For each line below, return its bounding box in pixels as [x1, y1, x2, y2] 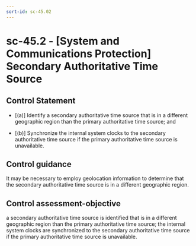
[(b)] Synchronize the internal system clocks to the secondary [14, 129, 166, 137]
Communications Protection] [6, 47, 152, 60]
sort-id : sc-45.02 [6, 8, 52, 15]
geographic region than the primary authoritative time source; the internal [6, 220, 185, 228]
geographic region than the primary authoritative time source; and [14, 118, 176, 125]
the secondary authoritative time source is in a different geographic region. [6, 181, 189, 188]
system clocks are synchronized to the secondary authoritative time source [6, 227, 190, 234]
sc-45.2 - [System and [6, 34, 120, 48]
